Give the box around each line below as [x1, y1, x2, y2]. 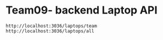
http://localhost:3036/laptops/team [5, 23, 97, 29]
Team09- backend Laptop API [5, 4, 158, 17]
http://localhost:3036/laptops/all [5, 28, 95, 34]
